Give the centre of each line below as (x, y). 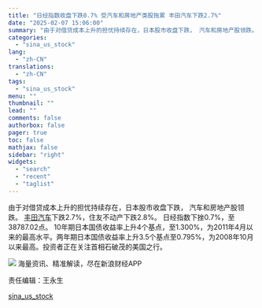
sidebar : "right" (37, 154)
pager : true (28, 132)
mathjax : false (33, 147)
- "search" (33, 169)
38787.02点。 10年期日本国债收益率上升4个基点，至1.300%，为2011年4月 (127, 227)
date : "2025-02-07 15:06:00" (56, 23)
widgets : (22, 162)
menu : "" (22, 96)
